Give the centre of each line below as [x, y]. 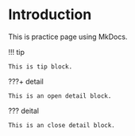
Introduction [50, 15]
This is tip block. [40, 66]
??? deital [24, 111]
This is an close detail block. [62, 125]
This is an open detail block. [60, 96]
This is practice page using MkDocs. [68, 37]
